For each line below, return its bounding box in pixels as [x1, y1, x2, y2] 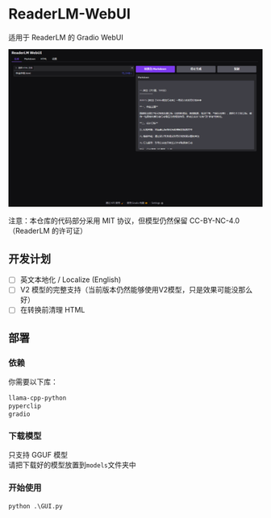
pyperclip [8, 402, 42, 411]
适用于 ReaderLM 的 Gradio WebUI [8, 32, 123, 42]
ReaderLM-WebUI [8, 5, 131, 23]
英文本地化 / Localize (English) [19, 275, 122, 284]
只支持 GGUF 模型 [8, 450, 69, 460]
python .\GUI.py [8, 502, 63, 510]
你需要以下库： [8, 377, 58, 387]
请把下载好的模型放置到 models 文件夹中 [8, 460, 136, 470]
